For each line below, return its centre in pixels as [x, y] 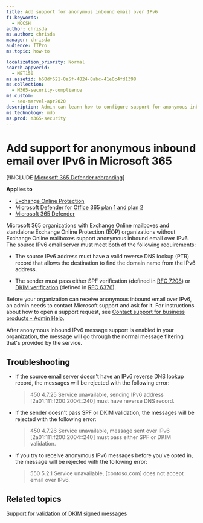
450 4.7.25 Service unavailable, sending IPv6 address [97, 395]
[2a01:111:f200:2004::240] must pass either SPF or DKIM [100, 437]
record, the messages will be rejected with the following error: [92, 383]
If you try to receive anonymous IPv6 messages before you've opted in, [104, 455]
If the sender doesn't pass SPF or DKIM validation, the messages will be [105, 413]
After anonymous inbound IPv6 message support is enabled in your [90, 330]
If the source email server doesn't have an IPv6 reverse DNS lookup [99, 377]
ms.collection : [25, 85]
